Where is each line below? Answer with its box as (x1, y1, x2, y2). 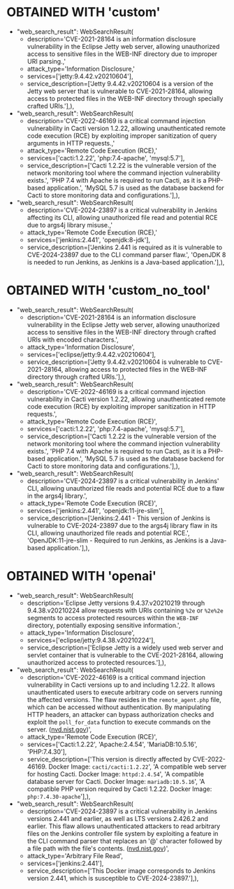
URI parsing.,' (27, 57, 66, 65)
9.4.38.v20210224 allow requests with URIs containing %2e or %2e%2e (27, 606, 224, 615)
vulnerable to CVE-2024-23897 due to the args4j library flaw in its (27, 521, 218, 529)
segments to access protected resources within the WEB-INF (27, 613, 199, 622)
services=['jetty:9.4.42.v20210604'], (27, 71, 133, 80)
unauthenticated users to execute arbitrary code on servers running (27, 687, 223, 696)
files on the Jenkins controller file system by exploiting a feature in (27, 829, 219, 837)
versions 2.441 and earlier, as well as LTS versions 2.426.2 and (27, 814, 209, 822)
